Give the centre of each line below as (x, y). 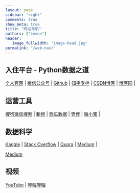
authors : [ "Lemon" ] (26, 34)
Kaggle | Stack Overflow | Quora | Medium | (51, 144)
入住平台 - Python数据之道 (47, 70)
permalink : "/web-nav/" (31, 48)
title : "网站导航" (24, 29)
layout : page (19, 10)
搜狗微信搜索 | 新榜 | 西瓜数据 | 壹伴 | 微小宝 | (53, 114)
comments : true (21, 19)
